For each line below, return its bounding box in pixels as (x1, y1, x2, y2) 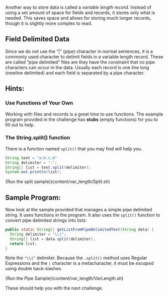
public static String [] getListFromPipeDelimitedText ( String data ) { (5, 227, 154, 232)
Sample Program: (5, 193, 61, 202)
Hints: (5, 84, 25, 93)
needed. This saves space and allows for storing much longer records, (5, 15, 151, 21)
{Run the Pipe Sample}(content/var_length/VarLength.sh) (5, 275, 124, 281)
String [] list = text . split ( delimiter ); (5, 165, 92, 170)
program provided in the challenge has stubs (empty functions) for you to (5, 116, 158, 123)
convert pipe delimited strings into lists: (5, 217, 87, 223)
